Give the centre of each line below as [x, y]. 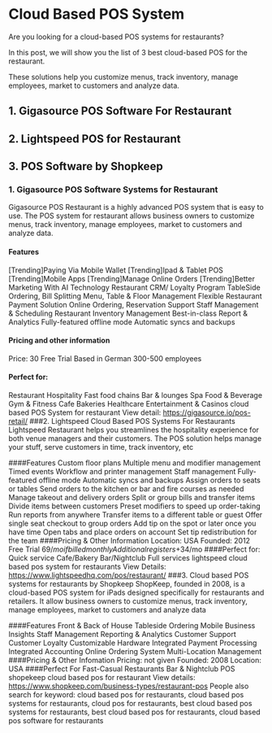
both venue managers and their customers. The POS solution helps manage [135, 438]
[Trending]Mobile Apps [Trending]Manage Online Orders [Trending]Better [132, 278]
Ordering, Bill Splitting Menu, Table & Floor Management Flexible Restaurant [135, 296]
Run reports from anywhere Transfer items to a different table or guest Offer [136, 515]
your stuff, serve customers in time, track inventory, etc [101, 447]
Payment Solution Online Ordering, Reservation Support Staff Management [134, 304]
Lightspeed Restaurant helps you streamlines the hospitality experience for [134, 430]
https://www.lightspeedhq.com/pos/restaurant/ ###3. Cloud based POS [129, 575]
